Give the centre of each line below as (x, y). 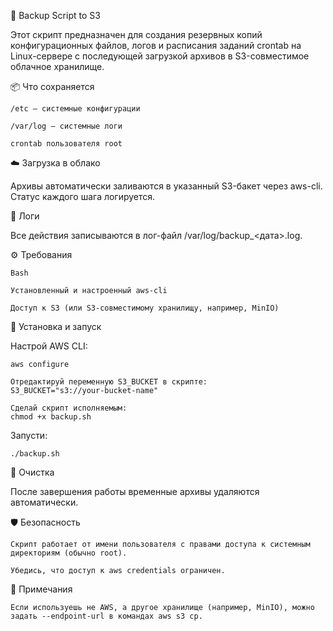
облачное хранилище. (57, 66)
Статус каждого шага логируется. (83, 196)
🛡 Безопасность (45, 522)
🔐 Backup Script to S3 (55, 15)
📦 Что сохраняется (52, 86)
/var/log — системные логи (66, 126)
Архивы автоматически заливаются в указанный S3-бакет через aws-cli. (166, 186)
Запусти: (29, 435)
